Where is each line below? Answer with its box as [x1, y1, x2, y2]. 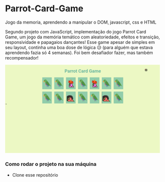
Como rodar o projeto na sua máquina [5, 161, 97, 168]
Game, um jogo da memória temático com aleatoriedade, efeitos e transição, [5, 34, 160, 40]
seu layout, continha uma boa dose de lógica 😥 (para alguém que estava [5, 44, 153, 50]
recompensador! [5, 55, 39, 61]
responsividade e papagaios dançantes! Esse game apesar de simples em [5, 39, 155, 45]
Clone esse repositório [12, 172, 58, 178]
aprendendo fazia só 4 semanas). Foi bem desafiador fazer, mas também [5, 50, 153, 56]
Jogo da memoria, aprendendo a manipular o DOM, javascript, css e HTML [5, 19, 157, 25]
